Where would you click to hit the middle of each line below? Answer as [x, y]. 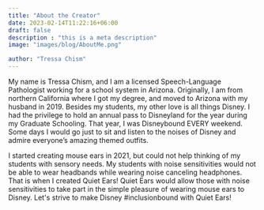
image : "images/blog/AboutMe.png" [65, 45]
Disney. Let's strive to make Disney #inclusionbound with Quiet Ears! [120, 197]
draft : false [30, 30]
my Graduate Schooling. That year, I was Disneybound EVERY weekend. [126, 124]
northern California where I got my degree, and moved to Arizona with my [128, 98]
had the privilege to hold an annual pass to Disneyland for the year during [128, 115]
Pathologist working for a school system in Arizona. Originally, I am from [126, 90]
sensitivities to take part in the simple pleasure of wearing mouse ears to [126, 189]
